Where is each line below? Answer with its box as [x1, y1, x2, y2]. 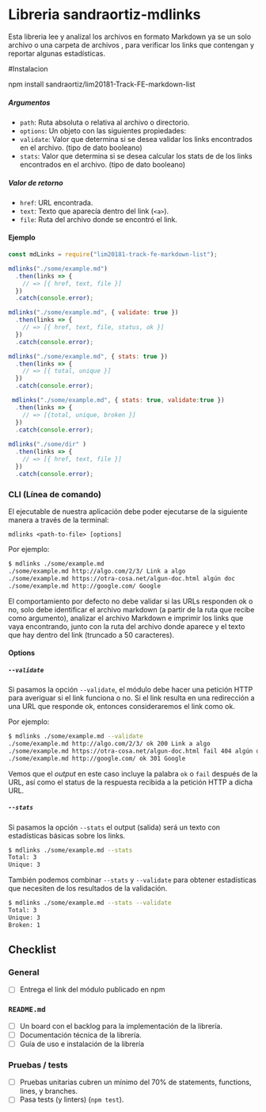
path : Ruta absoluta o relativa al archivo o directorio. [19, 117, 190, 127]
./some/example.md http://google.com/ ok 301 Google [8, 754, 186, 762]
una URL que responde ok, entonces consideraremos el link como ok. [8, 702, 235, 711]
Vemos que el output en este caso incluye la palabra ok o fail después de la [8, 769, 258, 778]
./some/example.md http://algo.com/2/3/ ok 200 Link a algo [8, 739, 211, 747]
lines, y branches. [19, 1087, 78, 1096]
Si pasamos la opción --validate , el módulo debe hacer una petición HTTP [8, 684, 253, 695]
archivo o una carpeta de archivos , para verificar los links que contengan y [8, 40, 255, 49]
